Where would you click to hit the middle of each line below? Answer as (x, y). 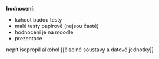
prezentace (28, 38)
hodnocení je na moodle (44, 32)
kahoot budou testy (38, 20)
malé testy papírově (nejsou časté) (57, 26)
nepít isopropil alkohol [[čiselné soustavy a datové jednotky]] (80, 50)
